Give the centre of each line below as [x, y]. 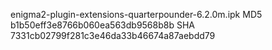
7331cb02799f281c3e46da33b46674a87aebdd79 [113, 35]
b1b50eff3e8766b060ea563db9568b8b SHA [102, 25]
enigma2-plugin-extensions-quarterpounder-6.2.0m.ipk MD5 [136, 14]
